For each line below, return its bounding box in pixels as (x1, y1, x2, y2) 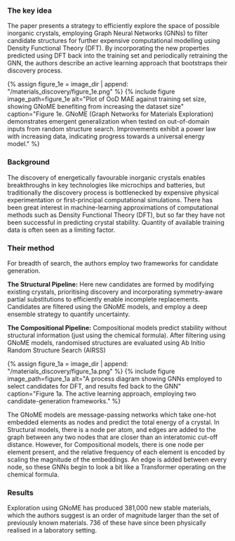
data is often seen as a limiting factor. (7, 226, 116, 234)
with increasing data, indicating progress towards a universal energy (7, 132, 206, 141)
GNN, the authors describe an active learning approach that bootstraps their (7, 59, 228, 67)
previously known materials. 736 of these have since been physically (7, 519, 206, 527)
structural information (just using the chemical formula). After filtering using (7, 331, 226, 339)
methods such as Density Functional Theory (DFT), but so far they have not (7, 210, 226, 219)
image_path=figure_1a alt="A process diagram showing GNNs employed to (7, 374, 222, 383)
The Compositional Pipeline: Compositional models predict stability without (7, 323, 227, 332)
